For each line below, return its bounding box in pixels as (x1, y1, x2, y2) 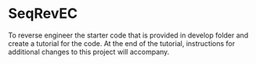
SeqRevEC (8, 5, 78, 23)
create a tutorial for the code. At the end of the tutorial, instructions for (8, 38, 236, 48)
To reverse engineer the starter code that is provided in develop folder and (8, 30, 249, 40)
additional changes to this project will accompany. (8, 47, 170, 56)
